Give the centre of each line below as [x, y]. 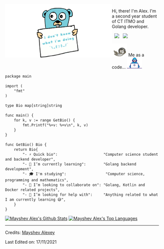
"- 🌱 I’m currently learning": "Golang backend [80, 165]
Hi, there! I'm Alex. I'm [134, 11]
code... [119, 67]
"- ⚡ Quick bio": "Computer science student [91, 155]
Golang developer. [130, 26]
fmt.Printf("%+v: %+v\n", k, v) [56, 125]
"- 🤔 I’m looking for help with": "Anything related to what [91, 195]
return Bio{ [26, 150]
